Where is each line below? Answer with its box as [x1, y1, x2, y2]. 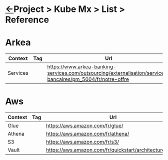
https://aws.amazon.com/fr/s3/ [45, 139, 119, 146]
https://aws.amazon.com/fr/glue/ [45, 122, 123, 129]
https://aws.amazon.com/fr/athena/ [45, 131, 129, 138]
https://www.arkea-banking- [47, 63, 116, 70]
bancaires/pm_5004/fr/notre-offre [47, 76, 129, 83]
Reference [5, 14, 49, 25]
